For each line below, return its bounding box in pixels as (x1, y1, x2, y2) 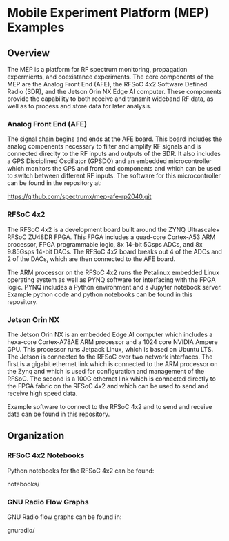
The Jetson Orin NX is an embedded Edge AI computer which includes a (7, 330, 213, 339)
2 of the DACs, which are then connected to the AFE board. (7, 254, 176, 263)
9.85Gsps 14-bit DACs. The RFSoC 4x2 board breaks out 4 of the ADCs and (7, 247, 223, 256)
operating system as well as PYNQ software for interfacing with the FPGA (7, 275, 216, 284)
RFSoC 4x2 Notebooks (7, 450, 85, 460)
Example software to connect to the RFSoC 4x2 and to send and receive (7, 402, 212, 410)
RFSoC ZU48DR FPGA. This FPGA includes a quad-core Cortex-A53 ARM (7, 233, 216, 241)
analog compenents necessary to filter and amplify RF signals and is (7, 142, 201, 151)
